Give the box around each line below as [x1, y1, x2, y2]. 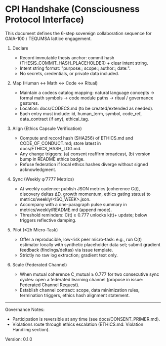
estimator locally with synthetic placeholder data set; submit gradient [19, 241, 161, 248]
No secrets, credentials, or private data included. [19, 70, 120, 76]
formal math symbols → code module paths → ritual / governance [19, 95, 154, 101]
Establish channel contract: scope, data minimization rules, [19, 287, 140, 293]
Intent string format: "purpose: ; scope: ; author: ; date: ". [19, 65, 131, 71]
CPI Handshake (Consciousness [5, 3, 140, 15]
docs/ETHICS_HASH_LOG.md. [19, 145, 82, 151]
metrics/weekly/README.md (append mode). [19, 207, 112, 213]
